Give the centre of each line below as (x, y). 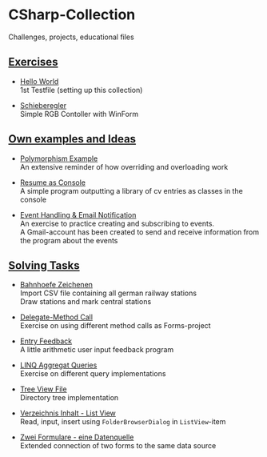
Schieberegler (43, 105)
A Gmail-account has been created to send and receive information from (139, 232)
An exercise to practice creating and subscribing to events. (117, 223)
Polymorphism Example (59, 158)
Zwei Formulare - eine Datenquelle (77, 437)
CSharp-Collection (72, 15)
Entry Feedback (46, 341)
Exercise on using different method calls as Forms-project (115, 326)
